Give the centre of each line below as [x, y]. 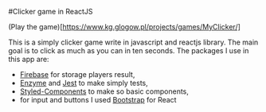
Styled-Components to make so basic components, [104, 91]
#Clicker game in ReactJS [51, 12]
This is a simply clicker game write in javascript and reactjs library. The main [133, 42]
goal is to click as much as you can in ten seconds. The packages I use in [129, 50]
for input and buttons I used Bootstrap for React [98, 100]
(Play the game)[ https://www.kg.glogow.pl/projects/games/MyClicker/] [125, 27]
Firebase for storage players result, [77, 74]
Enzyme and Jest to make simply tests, [84, 83]
